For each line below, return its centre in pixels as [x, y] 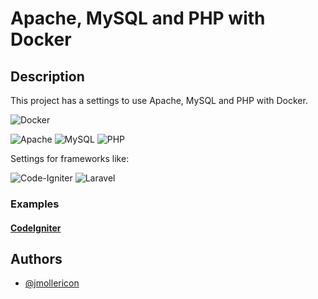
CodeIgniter [36, 228]
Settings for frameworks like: [70, 158]
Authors [36, 258]
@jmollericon [52, 283]
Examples [35, 204]
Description [47, 76]
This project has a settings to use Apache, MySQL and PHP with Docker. [159, 100]
